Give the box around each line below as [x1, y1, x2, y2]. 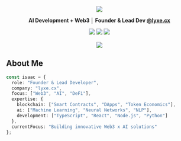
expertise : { [11, 96, 44, 102]
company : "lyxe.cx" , [11, 85, 62, 91]
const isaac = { [6, 74, 46, 80]
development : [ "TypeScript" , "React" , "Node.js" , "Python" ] [17, 113, 168, 118]
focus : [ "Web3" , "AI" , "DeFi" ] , [11, 91, 92, 97]
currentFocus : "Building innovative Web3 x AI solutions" [11, 124, 158, 130]
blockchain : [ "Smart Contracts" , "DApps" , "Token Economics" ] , [17, 102, 176, 108]
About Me [6, 59, 43, 69]
